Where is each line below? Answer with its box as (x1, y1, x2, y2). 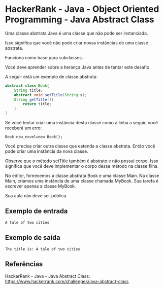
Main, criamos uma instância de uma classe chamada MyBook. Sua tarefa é (5, 178, 159, 184)
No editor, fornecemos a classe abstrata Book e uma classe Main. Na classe (5, 173, 160, 179)
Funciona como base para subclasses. (5, 54, 83, 60)
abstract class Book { (5, 83, 50, 88)
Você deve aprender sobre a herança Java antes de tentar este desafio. (5, 64, 151, 70)
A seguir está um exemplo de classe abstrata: (5, 73, 98, 79)
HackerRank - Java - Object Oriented (5, 3, 159, 15)
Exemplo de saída (5, 233, 61, 242)
